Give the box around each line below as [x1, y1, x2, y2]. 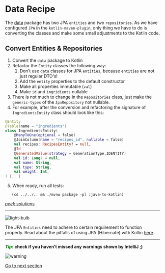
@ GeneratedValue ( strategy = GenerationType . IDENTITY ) [14, 151, 126, 156]
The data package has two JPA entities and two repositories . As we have [5, 20, 158, 26]
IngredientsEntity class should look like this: [12, 109, 104, 115]
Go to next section [5, 263, 43, 269]
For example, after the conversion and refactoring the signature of [12, 104, 146, 110]
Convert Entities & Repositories [5, 44, 103, 53]
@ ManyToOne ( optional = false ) [14, 133, 76, 138]
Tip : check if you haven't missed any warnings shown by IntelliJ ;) [5, 244, 143, 250]
